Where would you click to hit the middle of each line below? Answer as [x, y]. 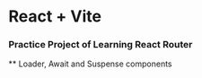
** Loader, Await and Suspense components [90, 64]
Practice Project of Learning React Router [101, 45]
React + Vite [55, 17]
